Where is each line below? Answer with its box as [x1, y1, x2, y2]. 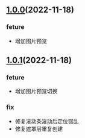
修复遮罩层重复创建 [14, 125, 63, 132]
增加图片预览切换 [14, 87, 58, 95]
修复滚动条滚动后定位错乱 [14, 118, 79, 125]
